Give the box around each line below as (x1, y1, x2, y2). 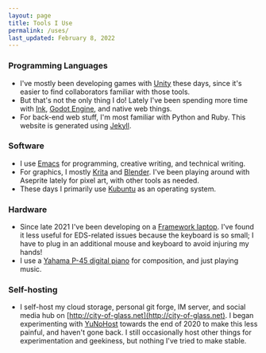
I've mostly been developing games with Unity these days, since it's (19, 78, 242, 88)
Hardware (8, 204, 48, 215)
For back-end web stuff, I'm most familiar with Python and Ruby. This (19, 112, 246, 122)
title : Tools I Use (8, 19, 73, 27)
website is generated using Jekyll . (19, 120, 132, 130)
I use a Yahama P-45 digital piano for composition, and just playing (19, 256, 239, 265)
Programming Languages (8, 61, 109, 72)
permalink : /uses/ (8, 26, 69, 34)
